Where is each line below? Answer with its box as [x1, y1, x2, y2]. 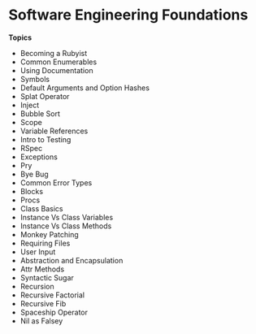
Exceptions [20, 152, 59, 162]
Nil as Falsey [20, 315, 63, 326]
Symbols [20, 74, 50, 84]
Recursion [20, 281, 54, 291]
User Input [20, 246, 56, 257]
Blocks [20, 186, 43, 196]
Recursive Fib [20, 298, 67, 308]
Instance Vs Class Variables [20, 212, 114, 222]
